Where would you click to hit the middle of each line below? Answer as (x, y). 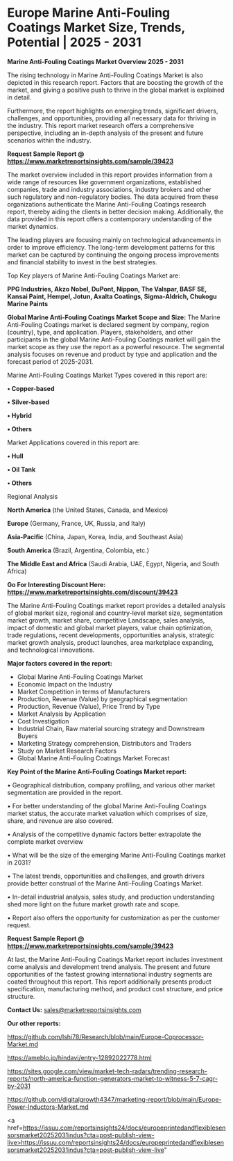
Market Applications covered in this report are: (74, 442)
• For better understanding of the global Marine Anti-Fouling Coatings (107, 806)
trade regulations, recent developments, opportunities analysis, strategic (111, 635)
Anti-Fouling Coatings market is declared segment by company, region (108, 324)
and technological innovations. (51, 650)
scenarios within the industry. (49, 140)
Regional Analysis (33, 496)
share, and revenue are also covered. (60, 820)
